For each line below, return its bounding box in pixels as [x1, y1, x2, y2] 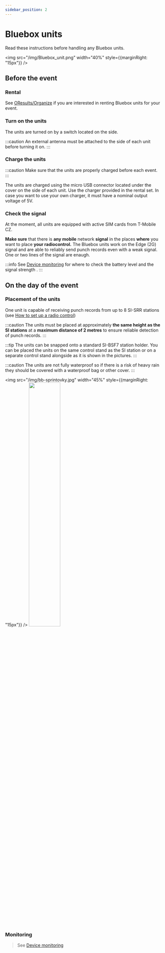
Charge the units [5, 156, 46, 163]
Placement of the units [5, 296, 61, 303]
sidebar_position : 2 [5, 7, 48, 12]
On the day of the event [5, 281, 79, 290]
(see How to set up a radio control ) [5, 312, 76, 318]
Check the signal [5, 210, 46, 217]
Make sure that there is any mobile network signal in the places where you [5, 236, 159, 242]
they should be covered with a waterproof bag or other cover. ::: [5, 367, 135, 373]
